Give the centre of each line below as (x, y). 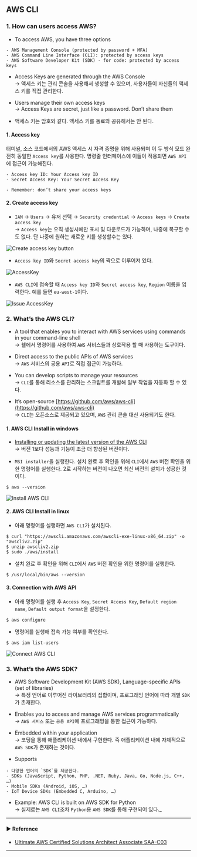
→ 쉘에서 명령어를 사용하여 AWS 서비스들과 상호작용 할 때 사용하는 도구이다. (100, 345)
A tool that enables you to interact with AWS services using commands (100, 331)
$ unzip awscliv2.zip (33, 547)
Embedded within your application (56, 733)
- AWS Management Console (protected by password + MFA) (77, 50)
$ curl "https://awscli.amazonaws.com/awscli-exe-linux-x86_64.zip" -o (95, 536)
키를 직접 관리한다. (42, 91)
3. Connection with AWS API (41, 587)
